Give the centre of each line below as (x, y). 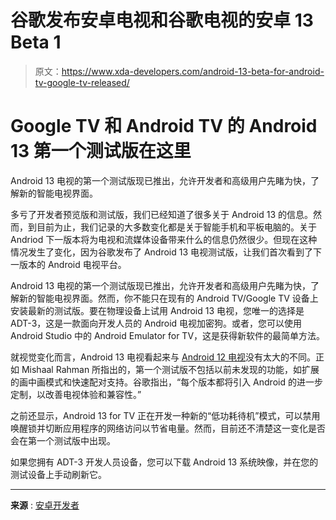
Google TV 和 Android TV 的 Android (164, 126)
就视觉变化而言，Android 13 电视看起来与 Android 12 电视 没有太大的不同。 (163, 357)
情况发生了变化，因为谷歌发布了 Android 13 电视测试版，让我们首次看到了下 (166, 252)
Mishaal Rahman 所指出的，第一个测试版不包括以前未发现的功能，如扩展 (170, 369)
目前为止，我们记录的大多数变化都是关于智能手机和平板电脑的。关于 (176, 227)
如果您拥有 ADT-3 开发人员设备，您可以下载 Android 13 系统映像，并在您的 (164, 462)
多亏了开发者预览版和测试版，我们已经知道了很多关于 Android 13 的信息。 (162, 214)
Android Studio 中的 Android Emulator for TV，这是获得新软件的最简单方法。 (168, 335)
